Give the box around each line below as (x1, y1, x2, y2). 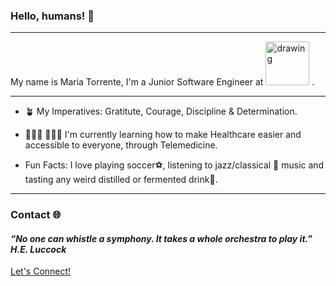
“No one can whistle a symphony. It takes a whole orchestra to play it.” (10, 232, 313, 244)
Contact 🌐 (10, 208, 62, 222)
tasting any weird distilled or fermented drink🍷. (24, 174, 218, 186)
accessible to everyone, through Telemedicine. (24, 139, 218, 151)
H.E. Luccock (10, 243, 67, 255)
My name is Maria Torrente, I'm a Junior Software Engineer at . (10, 76, 315, 88)
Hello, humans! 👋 (10, 9, 95, 23)
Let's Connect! (10, 265, 72, 278)
